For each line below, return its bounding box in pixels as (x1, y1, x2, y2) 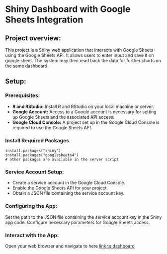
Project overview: (5, 34, 61, 42)
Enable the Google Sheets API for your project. (12, 185, 108, 191)
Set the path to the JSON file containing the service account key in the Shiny (5, 214, 162, 220)
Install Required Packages (5, 137, 70, 144)
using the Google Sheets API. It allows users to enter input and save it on (5, 52, 154, 58)
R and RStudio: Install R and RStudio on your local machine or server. (12, 103, 154, 109)
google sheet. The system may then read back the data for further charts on (5, 58, 162, 63)
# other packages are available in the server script (5, 157, 119, 162)
